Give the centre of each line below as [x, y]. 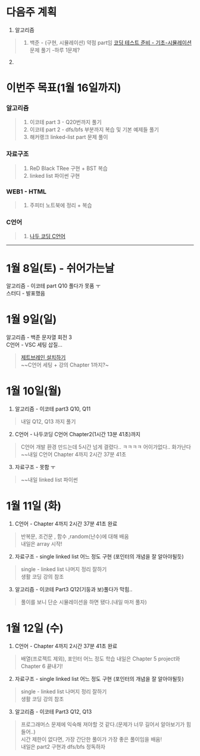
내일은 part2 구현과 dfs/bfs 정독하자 [63, 747]
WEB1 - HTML [26, 192]
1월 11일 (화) [34, 506]
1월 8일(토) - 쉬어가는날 [60, 268]
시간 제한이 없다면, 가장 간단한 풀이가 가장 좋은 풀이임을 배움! [91, 739]
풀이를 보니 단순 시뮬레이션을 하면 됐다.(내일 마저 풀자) [84, 602]
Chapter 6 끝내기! [42, 666]
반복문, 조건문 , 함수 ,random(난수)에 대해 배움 [75, 536]
